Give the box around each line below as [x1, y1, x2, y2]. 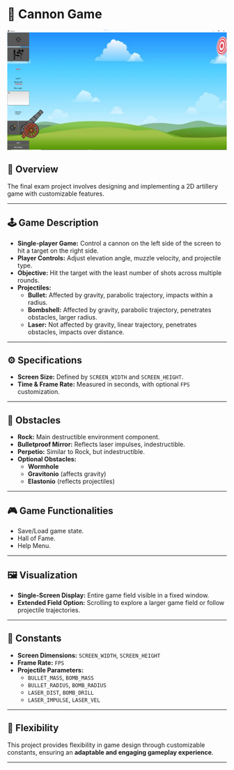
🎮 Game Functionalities [7, 505, 114, 517]
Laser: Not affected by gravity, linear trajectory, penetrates [27, 320, 197, 329]
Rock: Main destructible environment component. [17, 433, 160, 441]
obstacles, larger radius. [27, 313, 97, 321]
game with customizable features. [7, 189, 104, 198]
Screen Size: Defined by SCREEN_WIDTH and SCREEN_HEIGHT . [17, 372, 184, 382]
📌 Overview [7, 164, 58, 175]
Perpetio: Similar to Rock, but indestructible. [17, 448, 145, 456]
